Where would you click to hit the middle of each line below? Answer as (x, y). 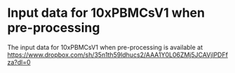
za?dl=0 (19, 62)
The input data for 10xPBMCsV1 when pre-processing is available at (105, 47)
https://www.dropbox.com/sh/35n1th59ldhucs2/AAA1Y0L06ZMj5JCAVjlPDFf (117, 55)
